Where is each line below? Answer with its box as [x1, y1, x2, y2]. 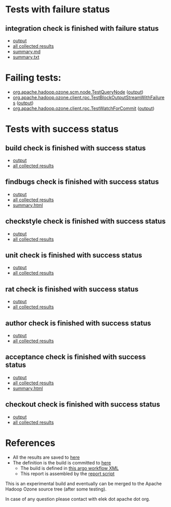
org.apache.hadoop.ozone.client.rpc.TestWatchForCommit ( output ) [12, 105, 155, 111]
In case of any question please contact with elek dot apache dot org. [5, 496, 150, 502]
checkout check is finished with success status [5, 400, 160, 409]
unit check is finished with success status [5, 250, 142, 260]
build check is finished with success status [5, 144, 146, 152]
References [5, 437, 55, 449]
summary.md [12, 49, 41, 54]
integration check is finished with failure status [5, 24, 159, 33]
